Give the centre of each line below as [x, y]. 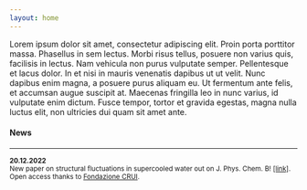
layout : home [34, 18]
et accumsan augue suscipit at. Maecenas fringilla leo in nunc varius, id [144, 92]
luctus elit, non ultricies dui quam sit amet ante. [98, 111]
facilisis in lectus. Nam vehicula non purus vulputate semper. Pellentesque [149, 63]
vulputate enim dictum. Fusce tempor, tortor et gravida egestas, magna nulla [153, 102]
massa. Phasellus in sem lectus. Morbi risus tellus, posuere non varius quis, [152, 53]
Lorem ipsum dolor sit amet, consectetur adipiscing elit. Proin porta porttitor [152, 44]
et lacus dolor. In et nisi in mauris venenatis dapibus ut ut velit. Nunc [138, 73]
